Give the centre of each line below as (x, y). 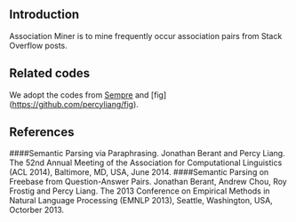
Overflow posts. (39, 45)
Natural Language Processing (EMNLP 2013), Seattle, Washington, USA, (141, 201)
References (42, 132)
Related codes (50, 73)
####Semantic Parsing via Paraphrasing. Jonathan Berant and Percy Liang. (148, 154)
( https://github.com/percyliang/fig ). (74, 104)
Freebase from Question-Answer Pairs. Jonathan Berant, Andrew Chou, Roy (148, 182)
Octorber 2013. (37, 210)
